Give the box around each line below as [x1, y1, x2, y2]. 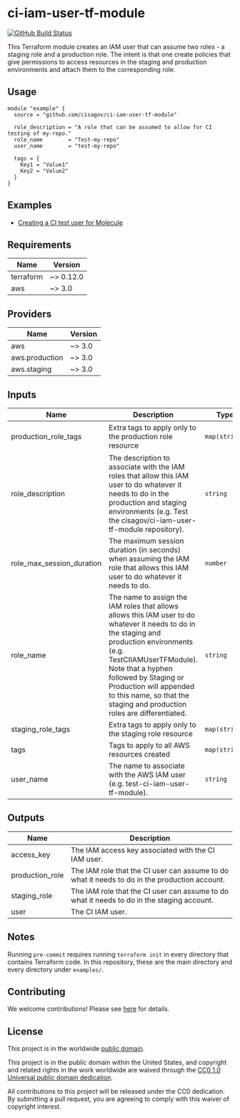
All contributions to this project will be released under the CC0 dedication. [7, 1087, 225, 1096]
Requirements [7, 238, 71, 251]
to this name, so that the [108, 690, 189, 700]
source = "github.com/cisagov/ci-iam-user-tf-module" [14, 111, 177, 119]
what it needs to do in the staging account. [71, 895, 214, 905]
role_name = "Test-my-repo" [14, 136, 120, 143]
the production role [108, 432, 173, 441]
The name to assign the [108, 593, 188, 602]
